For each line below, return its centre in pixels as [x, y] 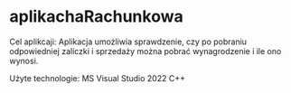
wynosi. [24, 60]
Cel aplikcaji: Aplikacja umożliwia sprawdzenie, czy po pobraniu [128, 42]
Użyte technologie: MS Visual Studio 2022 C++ [97, 78]
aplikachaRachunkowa [96, 17]
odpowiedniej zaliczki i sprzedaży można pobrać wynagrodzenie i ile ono [145, 51]
